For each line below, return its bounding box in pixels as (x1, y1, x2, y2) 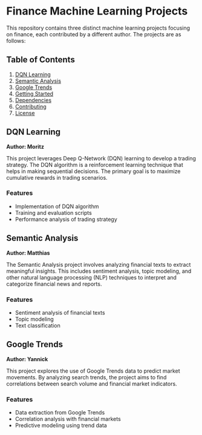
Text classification (15, 322, 60, 329)
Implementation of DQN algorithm (15, 203, 99, 210)
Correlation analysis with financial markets (15, 416, 121, 423)
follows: (6, 37, 26, 44)
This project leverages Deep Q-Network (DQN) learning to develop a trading (6, 154, 197, 162)
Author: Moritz (6, 143, 44, 150)
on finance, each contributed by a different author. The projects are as (6, 30, 181, 38)
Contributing (15, 103, 47, 110)
